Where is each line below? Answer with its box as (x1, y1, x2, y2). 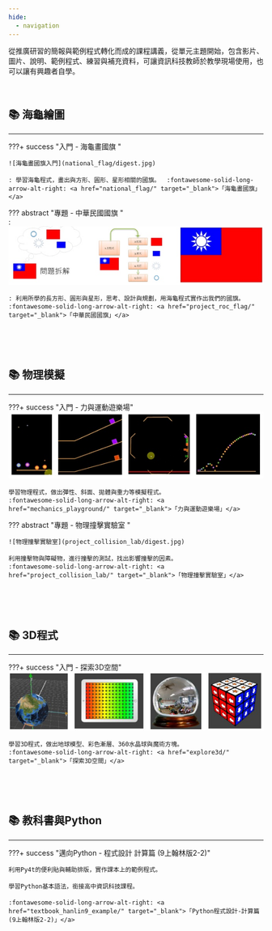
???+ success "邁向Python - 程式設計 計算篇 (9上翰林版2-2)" (8, 848, 210, 857)
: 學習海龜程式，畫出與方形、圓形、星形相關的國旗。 (8, 176, 158, 185)
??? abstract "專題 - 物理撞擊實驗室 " (8, 521, 131, 530)
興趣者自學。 (36, 66, 79, 76)
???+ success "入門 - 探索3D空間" (8, 662, 122, 672)
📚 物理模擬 (8, 368, 66, 382)
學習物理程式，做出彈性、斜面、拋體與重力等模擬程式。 (8, 488, 166, 497)
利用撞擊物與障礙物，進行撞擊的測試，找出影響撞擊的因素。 (8, 555, 177, 563)
